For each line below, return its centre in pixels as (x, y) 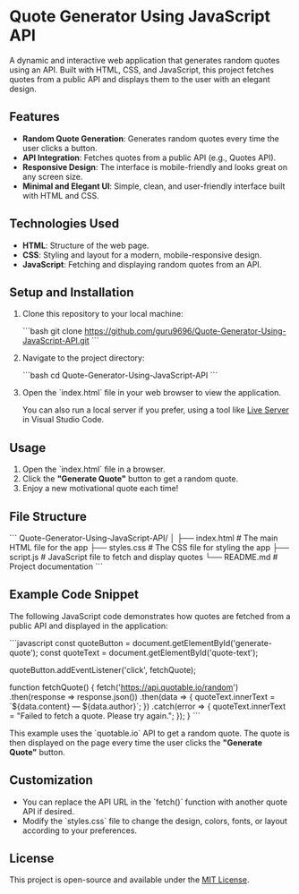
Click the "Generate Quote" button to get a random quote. (130, 479)
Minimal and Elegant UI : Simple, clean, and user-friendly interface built (154, 186)
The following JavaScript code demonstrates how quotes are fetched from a (150, 616)
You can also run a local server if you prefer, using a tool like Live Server (155, 410)
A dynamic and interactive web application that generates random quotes (145, 60)
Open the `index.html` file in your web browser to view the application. (152, 393)
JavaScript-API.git (56, 341)
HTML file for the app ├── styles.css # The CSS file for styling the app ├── (149, 547)
